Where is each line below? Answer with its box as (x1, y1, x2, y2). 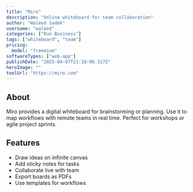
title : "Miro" (6, 8, 42, 15)
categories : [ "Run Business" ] (6, 31, 82, 37)
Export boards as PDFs (14, 173, 72, 180)
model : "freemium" (11, 48, 58, 54)
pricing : (6, 42, 28, 48)
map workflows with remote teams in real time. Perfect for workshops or (6, 114, 185, 121)
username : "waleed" (6, 25, 55, 32)
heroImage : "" (6, 64, 42, 71)
